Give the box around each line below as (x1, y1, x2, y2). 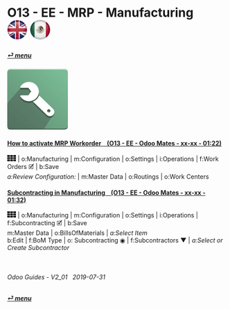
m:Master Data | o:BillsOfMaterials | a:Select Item (7, 229, 148, 237)
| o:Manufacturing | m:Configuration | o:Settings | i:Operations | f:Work (17, 154, 220, 163)
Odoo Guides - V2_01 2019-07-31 (7, 272, 106, 281)
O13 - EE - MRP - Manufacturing (7, 5, 194, 21)
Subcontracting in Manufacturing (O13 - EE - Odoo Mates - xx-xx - (7, 188, 206, 197)
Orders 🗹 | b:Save (7, 162, 60, 170)
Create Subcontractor (7, 244, 70, 252)
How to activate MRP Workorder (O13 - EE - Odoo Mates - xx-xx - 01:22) (7, 139, 222, 148)
